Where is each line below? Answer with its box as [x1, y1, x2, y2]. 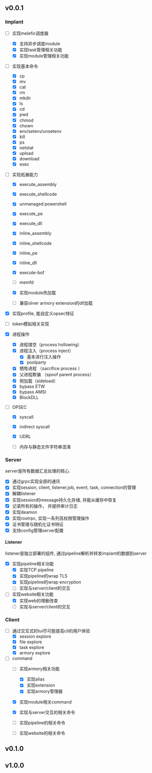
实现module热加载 [19, 290, 56, 295]
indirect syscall [19, 423, 50, 429]
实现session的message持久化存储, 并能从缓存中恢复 [12, 497, 117, 502]
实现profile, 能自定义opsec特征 [12, 310, 75, 316]
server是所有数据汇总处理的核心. [5, 468, 71, 474]
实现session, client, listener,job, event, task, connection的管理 [12, 484, 136, 490]
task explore [19, 645, 45, 650]
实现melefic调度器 [12, 30, 49, 36]
